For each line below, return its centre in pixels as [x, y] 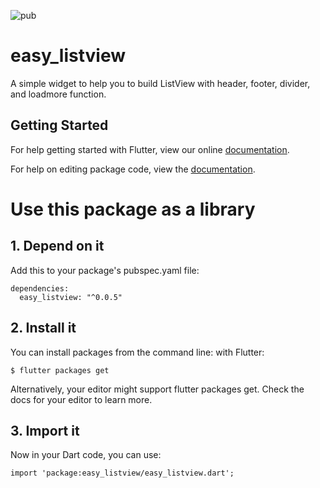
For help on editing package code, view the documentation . [133, 169]
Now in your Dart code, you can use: [86, 455]
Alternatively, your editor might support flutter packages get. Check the [157, 389]
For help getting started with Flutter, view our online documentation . [150, 149]
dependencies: [40, 288]
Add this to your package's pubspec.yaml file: [105, 270]
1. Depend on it [57, 246]
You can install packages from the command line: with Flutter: [137, 352]
